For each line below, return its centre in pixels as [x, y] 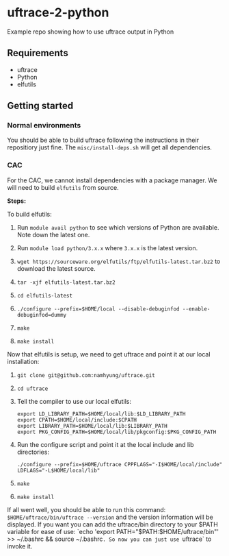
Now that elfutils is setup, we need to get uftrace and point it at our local [109, 354]
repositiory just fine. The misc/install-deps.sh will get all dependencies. [109, 147]
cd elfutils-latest [45, 295]
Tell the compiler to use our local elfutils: [74, 401]
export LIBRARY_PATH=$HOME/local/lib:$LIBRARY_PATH [92, 426]
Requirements [38, 53]
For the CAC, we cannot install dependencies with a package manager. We [112, 180]
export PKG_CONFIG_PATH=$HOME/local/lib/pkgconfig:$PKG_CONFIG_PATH [117, 432]
